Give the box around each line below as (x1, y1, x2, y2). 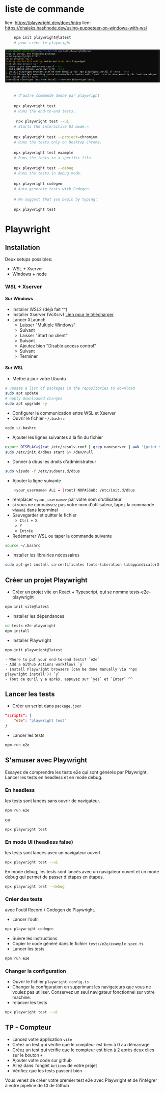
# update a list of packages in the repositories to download (5, 386, 135, 391)
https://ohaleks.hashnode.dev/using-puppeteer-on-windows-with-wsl (5, 25, 147, 30)
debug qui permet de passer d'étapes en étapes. (5, 874, 104, 880)
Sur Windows (5, 295, 33, 301)
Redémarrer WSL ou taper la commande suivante (12, 533, 112, 539)
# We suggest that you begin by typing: (14, 197, 98, 202)
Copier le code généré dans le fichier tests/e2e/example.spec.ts (12, 940, 144, 947)
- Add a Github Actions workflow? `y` (5, 662, 84, 667)
